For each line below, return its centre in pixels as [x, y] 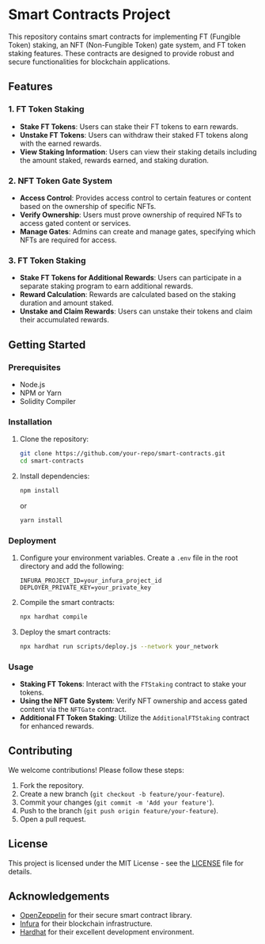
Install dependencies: [55, 476]
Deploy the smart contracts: [65, 632]
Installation [30, 421]
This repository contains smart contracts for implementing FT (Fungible [125, 36]
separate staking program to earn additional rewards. [106, 286]
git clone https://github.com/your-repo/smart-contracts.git [123, 454]
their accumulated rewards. [64, 320]
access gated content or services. [75, 223]
